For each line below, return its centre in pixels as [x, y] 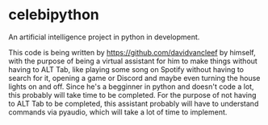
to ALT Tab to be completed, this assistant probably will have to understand [134, 103]
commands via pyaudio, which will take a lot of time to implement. [118, 112]
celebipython [54, 15]
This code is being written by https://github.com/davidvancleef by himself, [132, 52]
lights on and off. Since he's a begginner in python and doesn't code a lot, [131, 87]
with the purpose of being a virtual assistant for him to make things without [133, 61]
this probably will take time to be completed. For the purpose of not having [132, 95]
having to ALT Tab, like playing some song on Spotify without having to [126, 69]
